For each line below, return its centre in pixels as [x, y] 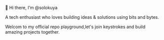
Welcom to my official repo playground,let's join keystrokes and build [75, 27]
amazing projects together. [33, 32]
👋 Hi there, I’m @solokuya [31, 8]
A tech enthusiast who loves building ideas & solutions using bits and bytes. [82, 17]
